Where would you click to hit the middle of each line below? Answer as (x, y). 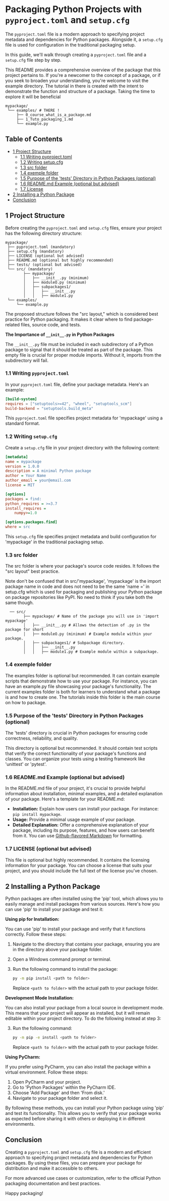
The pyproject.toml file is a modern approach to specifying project (75, 34)
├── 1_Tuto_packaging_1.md (45, 119)
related (13, 324)
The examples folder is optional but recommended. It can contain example (82, 675)
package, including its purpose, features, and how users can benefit (83, 830)
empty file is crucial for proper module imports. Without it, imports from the (83, 355)
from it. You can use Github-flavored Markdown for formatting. (77, 836)
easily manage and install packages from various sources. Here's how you (82, 904)
